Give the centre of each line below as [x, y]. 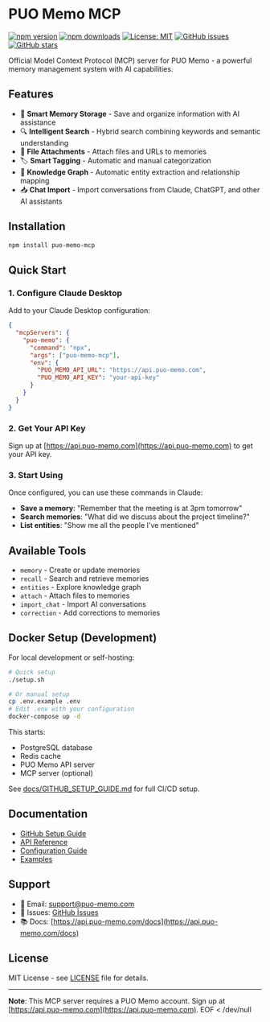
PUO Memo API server [57, 764]
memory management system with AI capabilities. [91, 68]
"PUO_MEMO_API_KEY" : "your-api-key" [98, 378]
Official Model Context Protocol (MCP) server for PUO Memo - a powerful [130, 60]
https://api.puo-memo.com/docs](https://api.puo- [136, 921]
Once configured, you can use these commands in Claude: [106, 492]
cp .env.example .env [45, 702]
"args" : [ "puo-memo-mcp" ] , [75, 355]
